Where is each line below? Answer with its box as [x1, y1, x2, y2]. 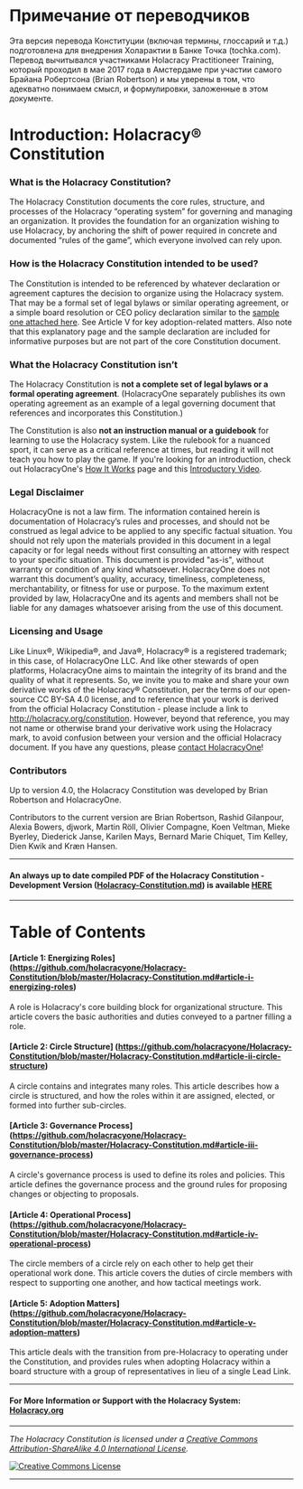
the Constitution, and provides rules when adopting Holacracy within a [9, 1356, 271, 1367]
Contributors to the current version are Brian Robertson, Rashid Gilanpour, [9, 811, 284, 822]
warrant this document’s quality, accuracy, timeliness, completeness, [9, 574, 266, 585]
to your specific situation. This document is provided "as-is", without [9, 555, 264, 566]
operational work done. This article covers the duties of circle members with [9, 1268, 293, 1278]
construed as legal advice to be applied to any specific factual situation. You [9, 526, 293, 537]
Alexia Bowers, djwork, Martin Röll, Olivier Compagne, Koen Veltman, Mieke [9, 821, 290, 832]
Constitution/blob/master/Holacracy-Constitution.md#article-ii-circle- [9, 1051, 281, 1062]
